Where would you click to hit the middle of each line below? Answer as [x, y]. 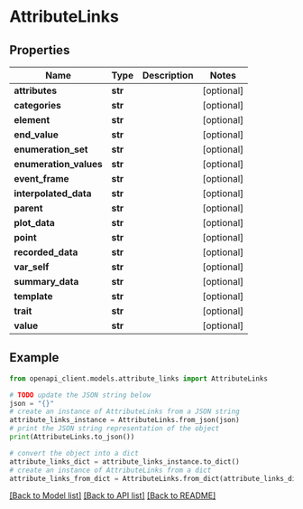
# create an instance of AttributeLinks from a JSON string [125, 412]
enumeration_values [59, 164]
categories [37, 105]
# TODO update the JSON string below [80, 395]
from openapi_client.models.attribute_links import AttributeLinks [139, 378]
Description [168, 75]
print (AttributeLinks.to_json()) [72, 437]
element [32, 120]
